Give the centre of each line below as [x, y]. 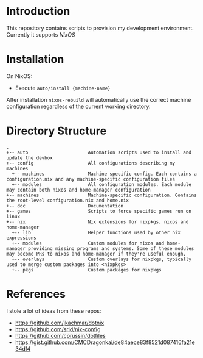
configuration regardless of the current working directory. [78, 106]
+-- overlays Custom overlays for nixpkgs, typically [101, 259]
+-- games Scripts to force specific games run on [99, 211]
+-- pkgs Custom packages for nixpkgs [87, 270]
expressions [21, 238]
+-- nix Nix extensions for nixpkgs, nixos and [98, 222]
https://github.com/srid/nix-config [58, 329]
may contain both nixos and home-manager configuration [78, 190]
